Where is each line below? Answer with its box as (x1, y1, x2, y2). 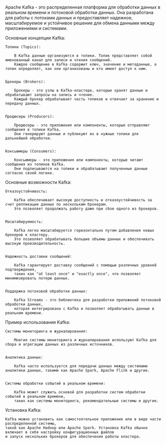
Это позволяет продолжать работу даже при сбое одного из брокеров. (14, 206, 159, 211)
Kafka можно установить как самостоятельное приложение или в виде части (5, 417, 162, 422)
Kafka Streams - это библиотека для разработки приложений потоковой (14, 297, 162, 302)
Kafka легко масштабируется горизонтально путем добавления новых (14, 228, 155, 233)
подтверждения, (5, 267, 37, 272)
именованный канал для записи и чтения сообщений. (5, 58, 112, 63)
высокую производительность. (5, 241, 66, 246)
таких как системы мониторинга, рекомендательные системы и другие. (14, 398, 159, 403)
